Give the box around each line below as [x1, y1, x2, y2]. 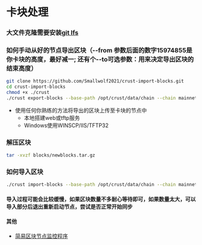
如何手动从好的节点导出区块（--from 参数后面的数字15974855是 [6, 46, 192, 55]
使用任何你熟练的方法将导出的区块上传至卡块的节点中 [14, 107, 147, 114]
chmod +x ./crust [6, 90, 50, 96]
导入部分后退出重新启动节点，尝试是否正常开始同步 [6, 203, 133, 210]
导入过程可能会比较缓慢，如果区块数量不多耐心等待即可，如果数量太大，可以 [6, 195, 196, 202]
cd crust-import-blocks [6, 84, 66, 90]
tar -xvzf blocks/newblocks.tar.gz [6, 152, 96, 158]
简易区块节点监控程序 [14, 232, 68, 240]
